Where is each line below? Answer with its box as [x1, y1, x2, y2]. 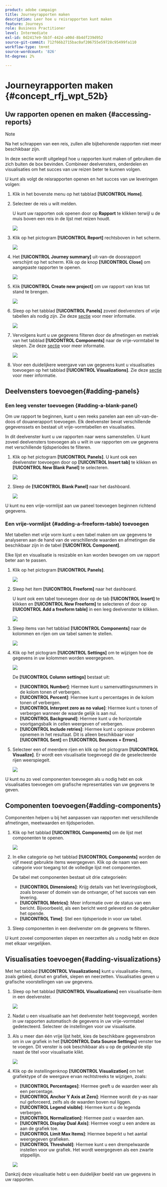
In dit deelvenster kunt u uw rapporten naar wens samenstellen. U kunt [5, 434, 151, 440]
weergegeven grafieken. [19, 1136, 70, 1142]
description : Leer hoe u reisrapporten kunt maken [5, 16, 112, 21]
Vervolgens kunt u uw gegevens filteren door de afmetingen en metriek [12, 332, 159, 338]
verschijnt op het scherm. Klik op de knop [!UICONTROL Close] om [12, 259, 151, 265]
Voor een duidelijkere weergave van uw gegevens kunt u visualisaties [12, 362, 155, 368]
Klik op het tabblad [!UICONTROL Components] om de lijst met [12, 830, 143, 836]
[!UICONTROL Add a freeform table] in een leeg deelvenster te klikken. [12, 606, 159, 612]
